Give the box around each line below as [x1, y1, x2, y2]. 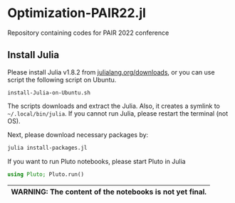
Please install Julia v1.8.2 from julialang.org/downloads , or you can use [7, 67, 215, 76]
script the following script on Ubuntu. [7, 75, 117, 84]
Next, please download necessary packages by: [7, 130, 149, 139]
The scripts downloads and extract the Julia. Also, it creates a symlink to [7, 101, 221, 110]
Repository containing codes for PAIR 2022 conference [7, 28, 169, 37]
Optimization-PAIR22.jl [7, 5, 146, 21]
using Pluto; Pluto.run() [7, 170, 84, 178]
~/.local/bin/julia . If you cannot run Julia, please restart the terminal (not [7, 109, 229, 118]
